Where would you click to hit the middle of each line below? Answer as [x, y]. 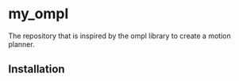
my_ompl [39, 14]
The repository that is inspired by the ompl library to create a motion [120, 36]
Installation [37, 69]
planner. [21, 44]
